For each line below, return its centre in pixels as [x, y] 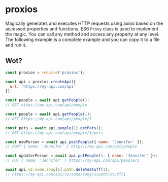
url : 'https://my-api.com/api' [43, 86]
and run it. [16, 45]
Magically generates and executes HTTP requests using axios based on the [84, 23]
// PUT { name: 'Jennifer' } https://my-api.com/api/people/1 [72, 161]
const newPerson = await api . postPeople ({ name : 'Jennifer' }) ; [75, 142]
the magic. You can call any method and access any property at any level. [82, 34]
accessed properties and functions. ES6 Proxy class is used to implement [82, 28]
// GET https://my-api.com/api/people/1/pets [54, 133]
